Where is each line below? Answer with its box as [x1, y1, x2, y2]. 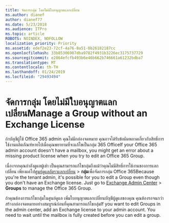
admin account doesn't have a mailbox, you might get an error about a [5, 147, 154, 153]
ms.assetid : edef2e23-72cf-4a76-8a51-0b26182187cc [5, 46, 116, 51]
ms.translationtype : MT [5, 60, 56, 65]
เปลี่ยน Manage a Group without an [5, 108, 147, 119]
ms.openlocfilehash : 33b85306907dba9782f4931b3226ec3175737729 [5, 50, 143, 55]
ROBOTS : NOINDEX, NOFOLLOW [5, 36, 63, 42]
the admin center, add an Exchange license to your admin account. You [5, 206, 156, 213]
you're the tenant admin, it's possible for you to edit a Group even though [5, 174, 160, 180]
